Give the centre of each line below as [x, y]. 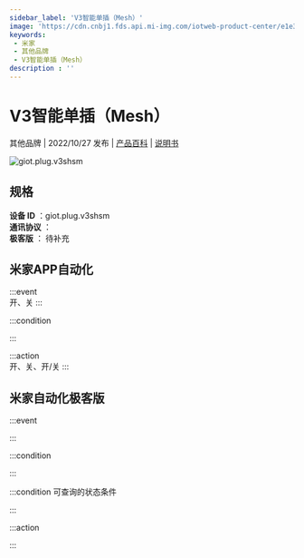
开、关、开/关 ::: [39, 367]
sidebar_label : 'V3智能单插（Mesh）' [76, 18]
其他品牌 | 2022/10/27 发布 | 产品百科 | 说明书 [94, 142]
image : [22, 26]
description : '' [42, 69]
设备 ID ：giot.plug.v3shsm [60, 215]
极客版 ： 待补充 [39, 238]
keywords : [28, 34]
